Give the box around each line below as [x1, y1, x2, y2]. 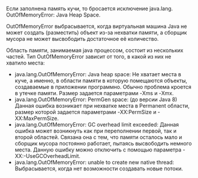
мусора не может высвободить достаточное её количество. [6, 35, 159, 42]
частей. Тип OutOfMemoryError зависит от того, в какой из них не [6, 53, 171, 60]
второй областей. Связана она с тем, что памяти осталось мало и [14, 134, 182, 141]
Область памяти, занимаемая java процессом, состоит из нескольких [6, 47, 184, 54]
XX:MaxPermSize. [14, 115, 59, 122]
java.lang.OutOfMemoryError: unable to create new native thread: [14, 159, 174, 166]
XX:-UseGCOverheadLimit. [14, 153, 81, 159]
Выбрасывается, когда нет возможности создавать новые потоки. [14, 165, 183, 172]
